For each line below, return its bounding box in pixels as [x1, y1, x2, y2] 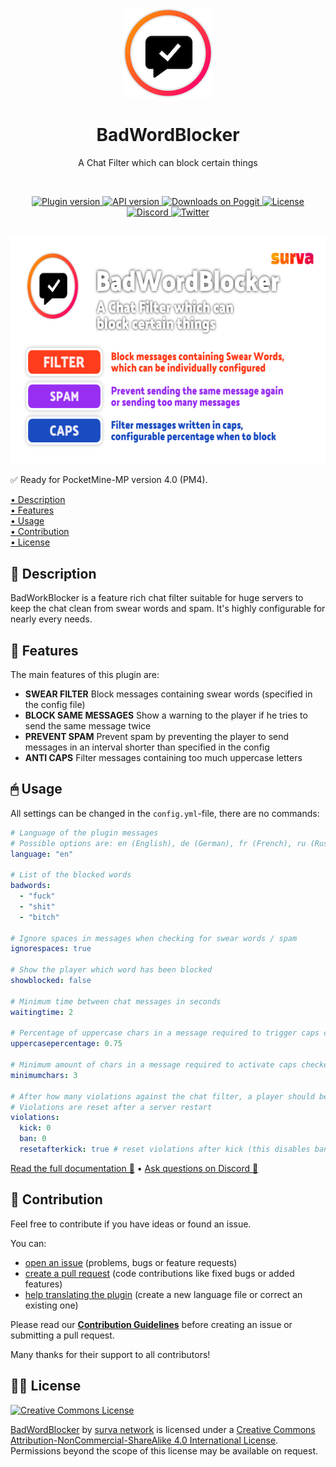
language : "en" [10, 849, 74, 859]
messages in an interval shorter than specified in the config [24, 741, 270, 753]
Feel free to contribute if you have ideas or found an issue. [10, 1218, 252, 1230]
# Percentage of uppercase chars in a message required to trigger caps [10, 1028, 320, 1038]
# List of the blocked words [10, 870, 132, 880]
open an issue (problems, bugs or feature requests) [24, 1256, 238, 1268]
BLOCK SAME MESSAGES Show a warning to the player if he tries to [24, 709, 308, 721]
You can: [10, 1237, 47, 1249]
